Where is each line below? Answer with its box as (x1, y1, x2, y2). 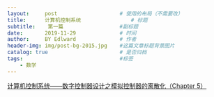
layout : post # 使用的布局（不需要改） (7, 10, 183, 17)
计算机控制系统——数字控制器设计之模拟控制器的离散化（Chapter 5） (7, 81, 207, 90)
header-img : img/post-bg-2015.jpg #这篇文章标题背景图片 (7, 42, 175, 49)
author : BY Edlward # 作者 (7, 36, 137, 43)
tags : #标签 (7, 55, 134, 62)
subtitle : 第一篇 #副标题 (7, 23, 139, 30)
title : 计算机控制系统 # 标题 (7, 17, 148, 24)
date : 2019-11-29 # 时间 (7, 29, 137, 37)
